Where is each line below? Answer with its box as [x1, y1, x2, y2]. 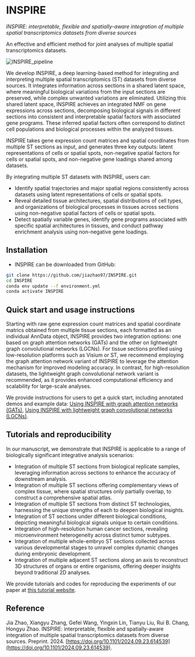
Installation [6, 245, 48, 255]
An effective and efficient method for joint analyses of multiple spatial [6, 40, 173, 48]
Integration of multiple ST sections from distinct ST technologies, [14, 500, 171, 507]
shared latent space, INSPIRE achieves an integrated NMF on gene [6, 100, 166, 107]
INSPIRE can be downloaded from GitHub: [14, 260, 116, 267]
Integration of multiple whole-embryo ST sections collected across [14, 537, 175, 544]
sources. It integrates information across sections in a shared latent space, [6, 82, 186, 89]
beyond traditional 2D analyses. [14, 568, 91, 575]
